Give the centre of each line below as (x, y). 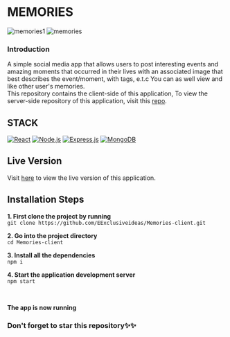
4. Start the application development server (71, 275)
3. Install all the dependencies (51, 255)
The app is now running (42, 307)
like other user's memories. (46, 86)
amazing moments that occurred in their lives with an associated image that (115, 72)
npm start (21, 281)
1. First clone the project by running (59, 216)
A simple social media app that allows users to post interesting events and (113, 64)
